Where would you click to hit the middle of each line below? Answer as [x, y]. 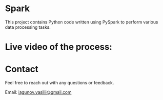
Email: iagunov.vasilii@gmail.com [38, 92]
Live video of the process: [59, 47]
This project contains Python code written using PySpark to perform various [82, 22]
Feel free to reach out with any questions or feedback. [60, 83]
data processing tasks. [28, 27]
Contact [22, 69]
